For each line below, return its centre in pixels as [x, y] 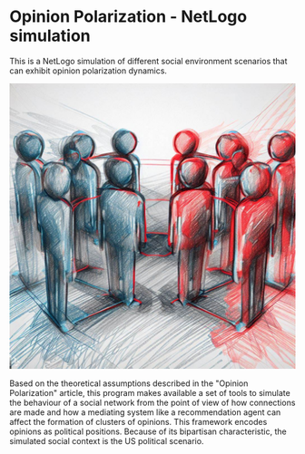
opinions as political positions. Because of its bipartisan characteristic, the [148, 431]
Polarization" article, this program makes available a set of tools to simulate [150, 392]
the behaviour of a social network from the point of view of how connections [152, 402]
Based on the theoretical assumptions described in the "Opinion [129, 383]
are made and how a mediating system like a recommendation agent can [145, 412]
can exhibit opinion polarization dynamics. [89, 71]
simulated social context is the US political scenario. [107, 440]
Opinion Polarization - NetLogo [128, 17]
